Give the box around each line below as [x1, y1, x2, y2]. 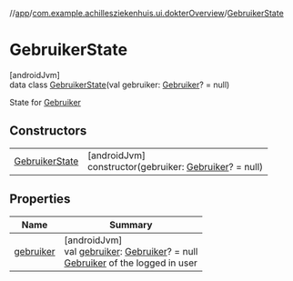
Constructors [9, 123, 87, 139]
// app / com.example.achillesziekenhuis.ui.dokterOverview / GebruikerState [9, 8, 284, 18]
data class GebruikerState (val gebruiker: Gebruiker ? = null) [9, 79, 230, 90]
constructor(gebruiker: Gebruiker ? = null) [87, 160, 264, 173]
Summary [108, 218, 153, 231]
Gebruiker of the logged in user [64, 256, 198, 269]
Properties [9, 191, 71, 207]
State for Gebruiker [9, 96, 82, 107]
